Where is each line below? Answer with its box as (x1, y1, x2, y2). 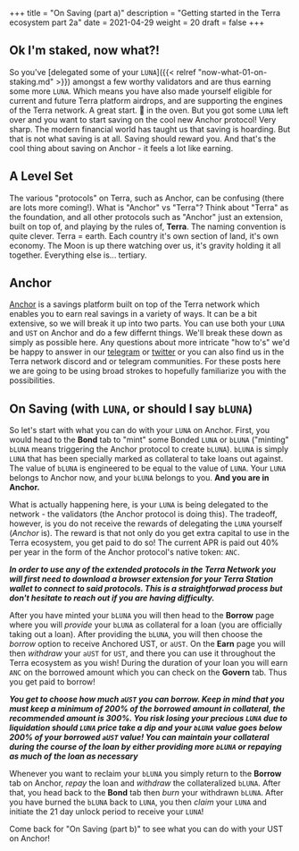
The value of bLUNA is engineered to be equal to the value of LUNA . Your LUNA (9, 463, 287, 473)
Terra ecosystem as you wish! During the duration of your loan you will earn (9, 658, 288, 668)
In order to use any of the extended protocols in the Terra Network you (9, 564, 277, 575)
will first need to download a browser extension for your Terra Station (9, 574, 274, 584)
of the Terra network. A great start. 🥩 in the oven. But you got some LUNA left (9, 105, 288, 115)
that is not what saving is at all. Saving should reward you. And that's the (9, 133, 277, 144)
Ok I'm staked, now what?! (9, 43, 161, 58)
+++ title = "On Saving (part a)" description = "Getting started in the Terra (9, 8, 281, 18)
